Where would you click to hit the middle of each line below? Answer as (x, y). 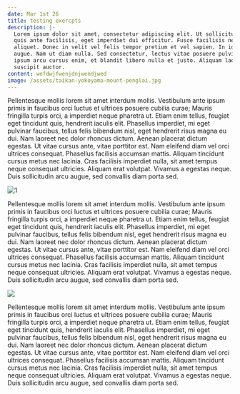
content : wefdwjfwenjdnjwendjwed (57, 74)
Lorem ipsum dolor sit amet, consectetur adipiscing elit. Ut (108, 34)
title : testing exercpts (44, 21)
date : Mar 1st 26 (33, 14)
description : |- (31, 27)
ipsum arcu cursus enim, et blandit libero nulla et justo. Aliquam (118, 61)
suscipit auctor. (40, 67)
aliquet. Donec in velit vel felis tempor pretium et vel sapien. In (119, 47)
